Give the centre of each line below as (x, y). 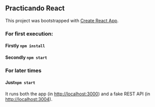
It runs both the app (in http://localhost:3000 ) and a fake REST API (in (78, 94)
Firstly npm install (25, 46)
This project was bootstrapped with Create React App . (62, 20)
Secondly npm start (26, 57)
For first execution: (29, 33)
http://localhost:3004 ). (29, 99)
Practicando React (35, 8)
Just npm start (20, 83)
